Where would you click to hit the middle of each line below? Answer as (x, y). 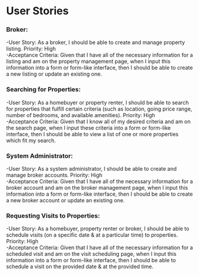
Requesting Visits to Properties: (53, 216)
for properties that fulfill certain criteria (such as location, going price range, (99, 109)
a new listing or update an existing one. (54, 74)
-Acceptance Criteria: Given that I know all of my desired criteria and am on (99, 121)
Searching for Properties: (44, 89)
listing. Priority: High (31, 49)
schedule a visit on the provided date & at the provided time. (80, 266)
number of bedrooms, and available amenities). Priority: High (81, 115)
